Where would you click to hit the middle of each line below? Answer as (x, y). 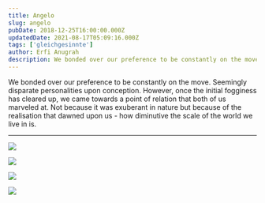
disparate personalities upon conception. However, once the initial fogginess (132, 90)
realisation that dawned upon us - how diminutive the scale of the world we (131, 115)
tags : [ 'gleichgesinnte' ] (50, 45)
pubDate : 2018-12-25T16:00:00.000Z (67, 30)
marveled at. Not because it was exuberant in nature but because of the (125, 107)
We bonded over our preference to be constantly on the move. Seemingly (127, 82)
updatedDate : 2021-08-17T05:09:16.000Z (74, 38)
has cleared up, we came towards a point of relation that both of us (117, 99)
